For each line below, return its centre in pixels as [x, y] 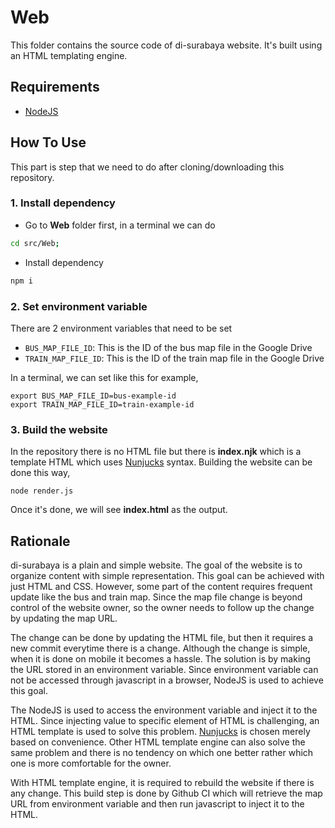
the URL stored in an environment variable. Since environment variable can [164, 670]
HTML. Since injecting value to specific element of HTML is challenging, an [165, 721]
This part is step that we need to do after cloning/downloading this [147, 167]
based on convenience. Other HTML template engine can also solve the [158, 742]
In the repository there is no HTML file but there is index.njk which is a [156, 452]
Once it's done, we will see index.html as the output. [119, 510]
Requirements [55, 87]
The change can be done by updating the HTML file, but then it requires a [162, 638]
